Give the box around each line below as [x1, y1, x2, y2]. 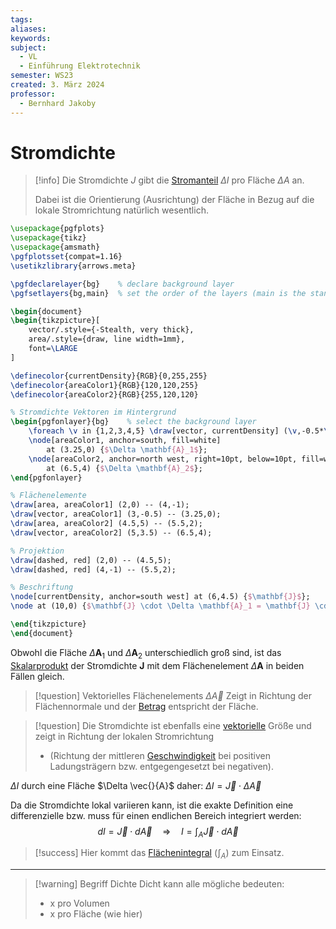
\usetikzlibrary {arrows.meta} [10, 261, 137, 271]
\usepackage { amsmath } [10, 242, 101, 253]
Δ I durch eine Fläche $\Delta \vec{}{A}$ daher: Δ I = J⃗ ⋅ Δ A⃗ [10, 779, 262, 791]
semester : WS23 [10, 71, 74, 81]
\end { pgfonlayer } [10, 472, 83, 483]
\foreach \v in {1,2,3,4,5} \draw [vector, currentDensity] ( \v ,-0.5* [28, 426, 325, 436]
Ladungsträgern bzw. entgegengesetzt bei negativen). [49, 760, 274, 772]
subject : [10, 42, 47, 53]
